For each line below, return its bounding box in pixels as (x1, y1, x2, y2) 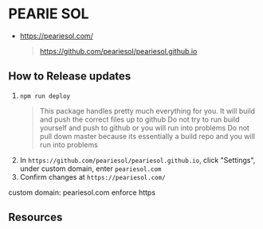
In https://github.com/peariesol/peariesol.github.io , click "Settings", (19, 155, 256, 165)
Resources (8, 211, 63, 224)
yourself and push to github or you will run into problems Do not (39, 122, 249, 132)
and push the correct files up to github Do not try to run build (39, 114, 241, 124)
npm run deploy (19, 92, 71, 100)
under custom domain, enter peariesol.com (19, 164, 162, 173)
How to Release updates (8, 69, 131, 83)
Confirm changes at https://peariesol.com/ (19, 172, 166, 181)
